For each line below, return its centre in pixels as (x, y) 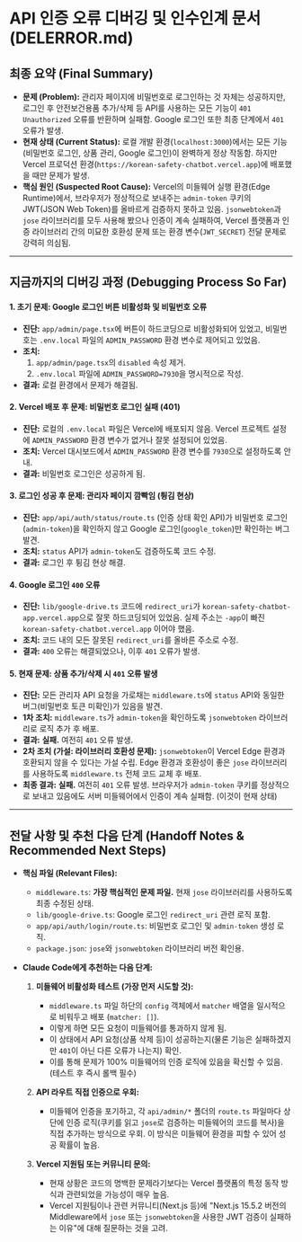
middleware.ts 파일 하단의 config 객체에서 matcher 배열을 (151, 1006)
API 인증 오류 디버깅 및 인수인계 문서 (135, 18)
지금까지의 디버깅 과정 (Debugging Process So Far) (148, 283)
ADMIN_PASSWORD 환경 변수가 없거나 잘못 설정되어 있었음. (129, 439)
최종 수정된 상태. (65, 903)
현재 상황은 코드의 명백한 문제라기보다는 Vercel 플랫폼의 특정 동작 (164, 1184)
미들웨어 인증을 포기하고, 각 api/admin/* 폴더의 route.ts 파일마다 (165, 1112)
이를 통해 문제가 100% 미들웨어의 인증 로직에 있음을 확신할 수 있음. (166, 1062)
